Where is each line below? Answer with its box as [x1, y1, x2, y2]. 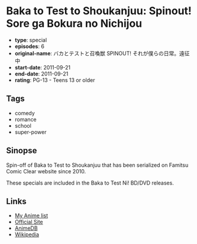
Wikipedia [14, 231, 40, 238]
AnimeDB [14, 224, 38, 232]
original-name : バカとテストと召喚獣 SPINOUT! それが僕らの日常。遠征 [14, 49, 190, 57]
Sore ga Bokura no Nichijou [6, 17, 143, 30]
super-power [14, 128, 47, 135]
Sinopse [6, 145, 37, 156]
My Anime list [14, 212, 49, 219]
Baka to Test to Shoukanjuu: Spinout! [6, 4, 192, 18]
